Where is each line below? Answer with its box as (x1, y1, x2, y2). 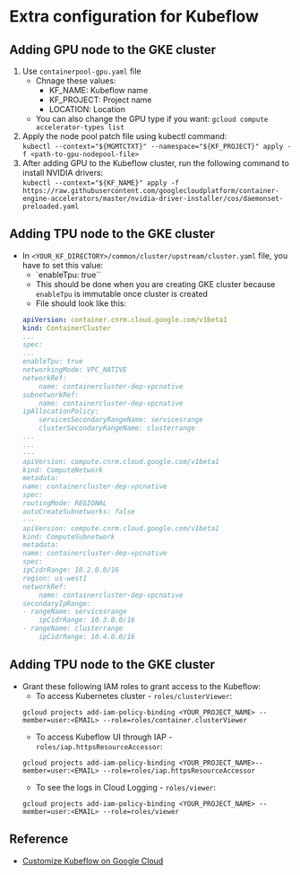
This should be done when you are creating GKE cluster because (35, 278, 276, 289)
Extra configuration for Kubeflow (9, 6, 260, 27)
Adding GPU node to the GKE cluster (9, 42, 217, 57)
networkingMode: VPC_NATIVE (21, 365, 127, 374)
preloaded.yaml (21, 202, 80, 211)
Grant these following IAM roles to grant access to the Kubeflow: (21, 680, 261, 692)
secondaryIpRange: (21, 599, 91, 608)
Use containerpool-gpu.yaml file (21, 66, 141, 76)
